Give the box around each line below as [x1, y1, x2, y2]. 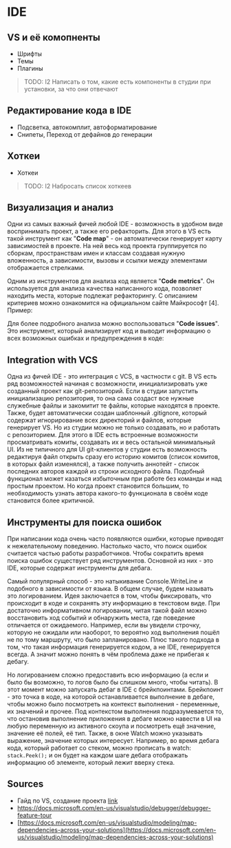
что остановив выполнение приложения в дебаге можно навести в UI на [7, 715, 221, 723]
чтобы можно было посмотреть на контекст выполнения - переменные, [7, 700, 220, 708]
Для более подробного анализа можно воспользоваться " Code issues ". [7, 320, 220, 328]
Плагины [16, 65, 43, 72]
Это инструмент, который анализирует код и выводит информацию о [7, 327, 211, 335]
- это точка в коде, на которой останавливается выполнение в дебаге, [7, 693, 215, 701]
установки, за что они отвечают [23, 85, 118, 93]
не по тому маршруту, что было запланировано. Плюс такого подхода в [7, 636, 220, 644]
